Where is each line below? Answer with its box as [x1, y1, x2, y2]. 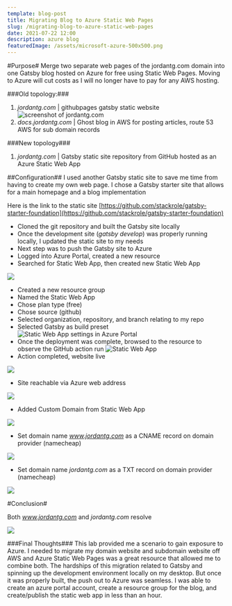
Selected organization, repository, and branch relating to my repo [17, 316, 204, 323]
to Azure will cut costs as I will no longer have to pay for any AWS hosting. [7, 76, 219, 84]
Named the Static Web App [17, 293, 96, 301]
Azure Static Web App [17, 160, 81, 167]
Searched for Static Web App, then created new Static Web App [17, 259, 201, 268]
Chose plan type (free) [17, 300, 83, 309]
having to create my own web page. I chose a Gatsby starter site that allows [7, 181, 224, 188]
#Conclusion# [7, 500, 47, 507]
